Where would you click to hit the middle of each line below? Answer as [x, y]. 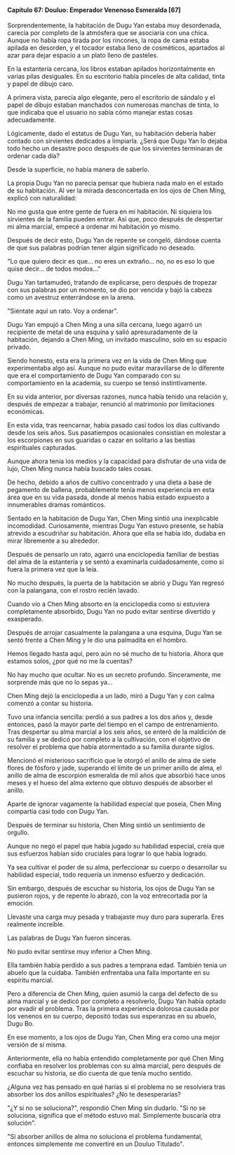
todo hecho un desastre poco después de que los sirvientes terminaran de [115, 148]
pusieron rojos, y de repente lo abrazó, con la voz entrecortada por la [108, 896]
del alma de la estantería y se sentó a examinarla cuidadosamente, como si [116, 562]
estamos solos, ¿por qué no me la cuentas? [70, 662]
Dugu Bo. [21, 1024]
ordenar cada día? [33, 156]
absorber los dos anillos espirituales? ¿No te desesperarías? [94, 1095]
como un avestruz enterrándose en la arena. [71, 297]
